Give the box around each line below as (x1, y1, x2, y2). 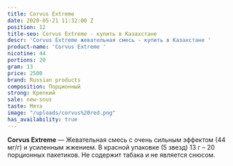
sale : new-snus (7, 96, 53, 104)
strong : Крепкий (7, 89, 55, 96)
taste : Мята (7, 103, 43, 110)
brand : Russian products (7, 76, 81, 84)
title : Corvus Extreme (7, 10, 75, 18)
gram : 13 (7, 63, 33, 70)
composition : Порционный (7, 83, 81, 90)
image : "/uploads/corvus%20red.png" (7, 109, 116, 116)
